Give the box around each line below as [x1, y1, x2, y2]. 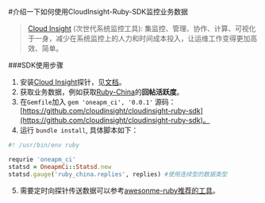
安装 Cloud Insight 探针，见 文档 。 [19, 78, 126, 86]
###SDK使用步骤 [8, 60, 64, 70]
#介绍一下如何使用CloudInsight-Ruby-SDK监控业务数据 [8, 7, 188, 16]
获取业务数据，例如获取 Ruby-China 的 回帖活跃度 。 [19, 87, 184, 97]
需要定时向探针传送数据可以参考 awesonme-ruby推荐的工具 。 [19, 186, 220, 195]
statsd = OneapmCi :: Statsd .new [8, 163, 112, 170]
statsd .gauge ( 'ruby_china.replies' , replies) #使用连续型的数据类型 [8, 170, 228, 178]
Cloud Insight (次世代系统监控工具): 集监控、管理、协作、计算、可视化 [27, 24, 256, 33]
